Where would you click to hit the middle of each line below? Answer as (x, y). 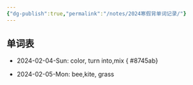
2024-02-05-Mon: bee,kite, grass (65, 75)
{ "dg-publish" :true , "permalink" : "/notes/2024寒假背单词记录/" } (96, 14)
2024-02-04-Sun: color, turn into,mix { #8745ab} (87, 61)
